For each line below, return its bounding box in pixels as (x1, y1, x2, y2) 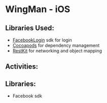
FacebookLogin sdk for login (12, 37, 72, 43)
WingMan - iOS (5, 4, 71, 15)
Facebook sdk (12, 93, 42, 99)
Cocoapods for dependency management (12, 42, 100, 48)
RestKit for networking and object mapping (12, 48, 102, 54)
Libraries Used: (5, 24, 55, 32)
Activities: (5, 62, 38, 71)
